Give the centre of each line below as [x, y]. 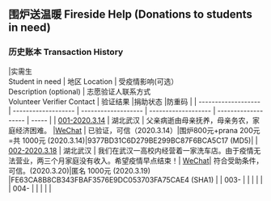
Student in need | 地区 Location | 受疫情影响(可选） [93, 81]
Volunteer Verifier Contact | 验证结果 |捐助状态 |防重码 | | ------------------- [135, 101]
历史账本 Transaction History [66, 52]
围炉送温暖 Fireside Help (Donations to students [131, 15]
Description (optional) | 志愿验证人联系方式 [80, 91]
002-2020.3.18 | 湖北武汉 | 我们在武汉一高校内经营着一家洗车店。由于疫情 [131, 150]
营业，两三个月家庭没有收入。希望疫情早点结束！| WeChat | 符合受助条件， [139, 161]
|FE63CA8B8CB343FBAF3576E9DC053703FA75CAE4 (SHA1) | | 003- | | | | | [135, 179]
